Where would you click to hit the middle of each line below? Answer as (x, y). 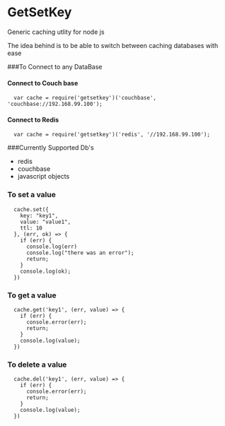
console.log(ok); (46, 271)
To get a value (32, 295)
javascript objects (44, 177)
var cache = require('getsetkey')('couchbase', (85, 98)
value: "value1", (46, 222)
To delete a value (37, 365)
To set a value (32, 195)
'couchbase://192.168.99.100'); (55, 104)
